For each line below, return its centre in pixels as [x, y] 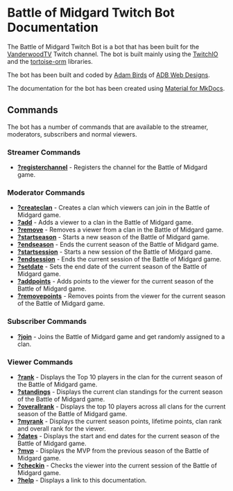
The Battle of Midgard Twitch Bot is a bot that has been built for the [103, 46]
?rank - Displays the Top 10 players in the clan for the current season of [120, 377]
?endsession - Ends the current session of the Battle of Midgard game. [119, 259]
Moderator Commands [46, 192]
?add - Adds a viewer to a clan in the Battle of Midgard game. [105, 223]
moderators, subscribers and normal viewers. [72, 134]
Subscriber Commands [47, 322]
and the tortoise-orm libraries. [50, 61]
